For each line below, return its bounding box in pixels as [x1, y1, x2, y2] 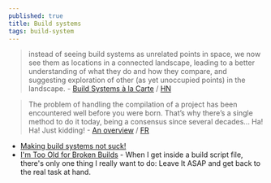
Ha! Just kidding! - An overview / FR [28, 125, 150, 135]
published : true [8, 11, 63, 20]
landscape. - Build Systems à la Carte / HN [28, 84, 172, 94]
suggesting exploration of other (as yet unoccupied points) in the [28, 75, 246, 85]
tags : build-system [8, 27, 75, 35]
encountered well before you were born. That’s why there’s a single [28, 108, 253, 118]
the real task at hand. [19, 168, 92, 177]
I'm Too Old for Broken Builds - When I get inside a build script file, [19, 150, 243, 159]
